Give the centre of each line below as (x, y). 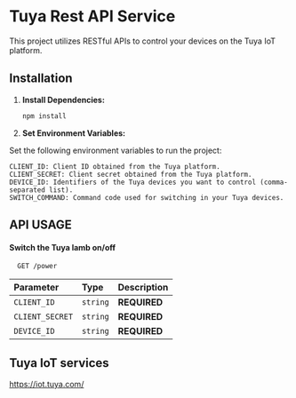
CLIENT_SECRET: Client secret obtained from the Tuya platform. (131, 174)
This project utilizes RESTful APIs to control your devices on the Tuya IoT (143, 41)
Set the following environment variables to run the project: (116, 150)
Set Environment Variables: (74, 133)
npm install (44, 116)
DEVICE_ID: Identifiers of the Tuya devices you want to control (132, 182)
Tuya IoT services (59, 363)
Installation (41, 79)
